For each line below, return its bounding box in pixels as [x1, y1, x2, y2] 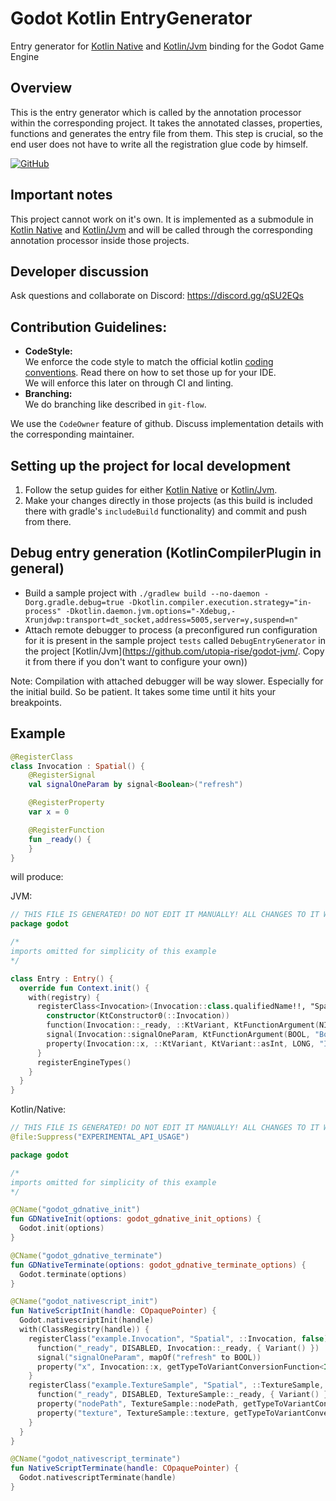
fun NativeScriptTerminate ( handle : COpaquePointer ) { [10, 1463, 240, 1474]
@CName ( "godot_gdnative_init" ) [10, 1205, 141, 1215]
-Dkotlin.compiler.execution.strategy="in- [128, 597, 312, 607]
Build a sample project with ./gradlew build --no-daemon [24, 587, 260, 599]
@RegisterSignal [28, 770, 97, 781]
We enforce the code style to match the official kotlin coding [24, 356, 274, 368]
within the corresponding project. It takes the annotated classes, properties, [10, 117, 323, 129]
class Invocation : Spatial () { [10, 761, 145, 771]
